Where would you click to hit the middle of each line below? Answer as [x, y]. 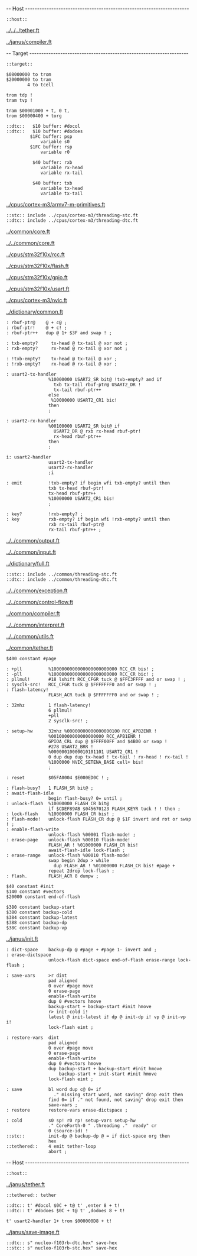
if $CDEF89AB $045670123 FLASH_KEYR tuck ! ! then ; [114, 809]
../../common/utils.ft [30, 636]
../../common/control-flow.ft [40, 602]
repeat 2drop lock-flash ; [81, 871]
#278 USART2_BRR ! [71, 747]
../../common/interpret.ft [35, 625]
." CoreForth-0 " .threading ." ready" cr [103, 1126]
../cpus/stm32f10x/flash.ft [37, 266]
